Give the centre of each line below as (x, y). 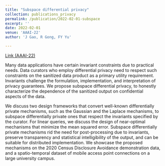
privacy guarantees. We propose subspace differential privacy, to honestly (81, 86)
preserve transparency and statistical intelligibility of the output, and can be (82, 137)
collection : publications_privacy (41, 14)
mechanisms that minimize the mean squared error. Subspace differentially (81, 127)
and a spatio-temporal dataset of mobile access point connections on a (78, 153)
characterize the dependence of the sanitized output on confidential (74, 91)
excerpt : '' (17, 23)
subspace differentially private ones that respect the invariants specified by (82, 116)
